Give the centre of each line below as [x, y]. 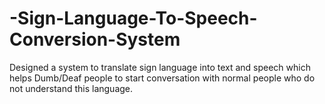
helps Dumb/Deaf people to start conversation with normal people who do [162, 78]
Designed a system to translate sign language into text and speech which [160, 67]
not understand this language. [71, 88]
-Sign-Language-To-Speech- [133, 18]
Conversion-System [95, 39]
